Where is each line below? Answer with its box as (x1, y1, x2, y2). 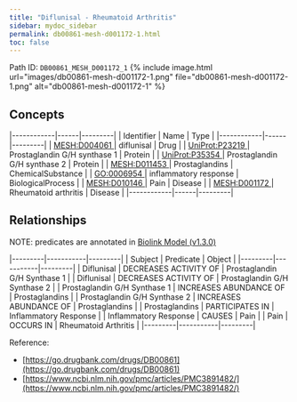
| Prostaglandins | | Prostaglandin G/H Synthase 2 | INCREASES (9, 291, 242, 302)
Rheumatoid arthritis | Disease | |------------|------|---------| (9, 188, 234, 198)
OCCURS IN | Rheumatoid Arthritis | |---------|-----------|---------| (9, 319, 256, 330)
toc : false (9, 37, 50, 47)
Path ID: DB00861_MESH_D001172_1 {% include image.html (9, 62, 213, 73)
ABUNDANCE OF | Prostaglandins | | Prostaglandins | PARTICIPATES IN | (9, 301, 275, 311)
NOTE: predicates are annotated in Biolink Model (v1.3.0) (9, 237, 216, 247)
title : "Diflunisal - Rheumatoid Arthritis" (9, 12, 177, 22)
